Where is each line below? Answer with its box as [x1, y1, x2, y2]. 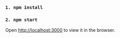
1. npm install [5, 5, 43, 10]
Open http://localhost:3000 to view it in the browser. [5, 27, 115, 33]
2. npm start [5, 17, 38, 22]
